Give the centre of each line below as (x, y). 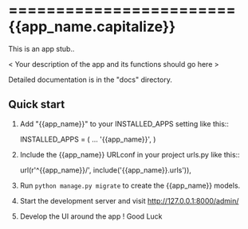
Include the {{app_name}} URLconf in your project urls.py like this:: (130, 154)
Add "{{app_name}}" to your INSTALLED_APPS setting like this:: (124, 123)
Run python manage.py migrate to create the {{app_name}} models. (130, 185)
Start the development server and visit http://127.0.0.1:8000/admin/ (129, 200)
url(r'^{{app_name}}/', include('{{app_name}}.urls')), (105, 170)
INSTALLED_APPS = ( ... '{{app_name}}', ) (88, 139)
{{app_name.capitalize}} (92, 27)
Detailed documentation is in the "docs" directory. (91, 80)
